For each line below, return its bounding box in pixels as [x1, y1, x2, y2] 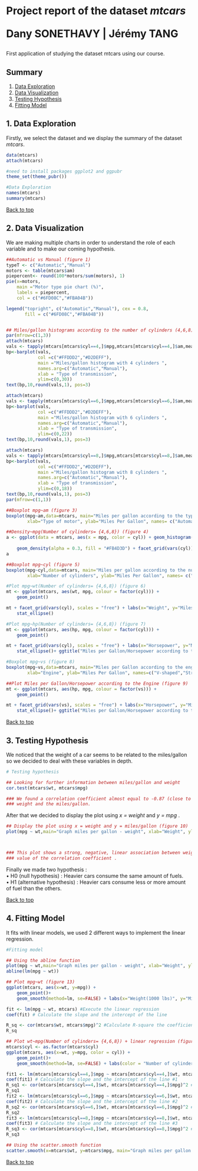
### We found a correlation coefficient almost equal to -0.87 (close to [6, 796, 192, 802]
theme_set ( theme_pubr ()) [6, 174, 67, 180]
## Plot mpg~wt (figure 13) [6, 979, 75, 985]
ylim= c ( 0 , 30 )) [37, 376, 72, 382]
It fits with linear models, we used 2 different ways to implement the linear [6, 929, 186, 936]
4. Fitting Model [6, 913, 65, 923]
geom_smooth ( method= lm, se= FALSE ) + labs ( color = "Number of [16, 1061, 170, 1066]
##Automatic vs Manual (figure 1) [6, 256, 91, 262]
